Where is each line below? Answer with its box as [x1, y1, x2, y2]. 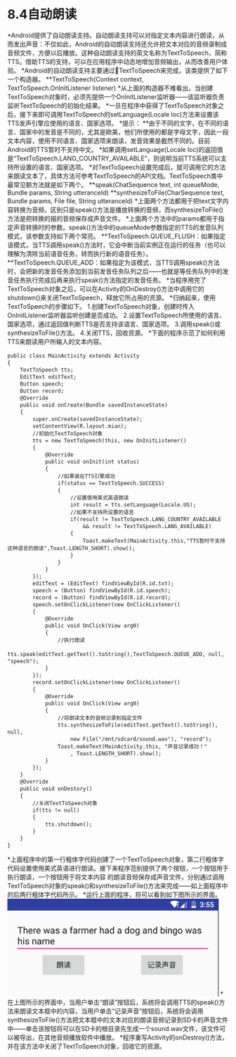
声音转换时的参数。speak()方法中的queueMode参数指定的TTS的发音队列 [13, 223, 224, 231]
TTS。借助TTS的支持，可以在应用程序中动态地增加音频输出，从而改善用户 [7, 57, 223, 65]
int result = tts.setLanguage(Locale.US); [70, 501, 197, 508]
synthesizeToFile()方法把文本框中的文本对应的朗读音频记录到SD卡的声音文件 [7, 1016, 228, 1024]
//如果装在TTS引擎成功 [57, 473, 116, 480]
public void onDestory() [20, 785, 93, 792]
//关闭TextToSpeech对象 [32, 800, 98, 807]
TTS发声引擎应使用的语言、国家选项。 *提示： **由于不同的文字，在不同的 [7, 119, 223, 127]
